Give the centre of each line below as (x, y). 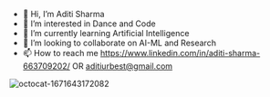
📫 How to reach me (60, 53)
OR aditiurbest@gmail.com (122, 66)
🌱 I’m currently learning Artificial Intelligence (106, 33)
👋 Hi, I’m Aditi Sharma (63, 14)
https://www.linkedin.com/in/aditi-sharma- (180, 53)
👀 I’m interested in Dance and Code (89, 24)
